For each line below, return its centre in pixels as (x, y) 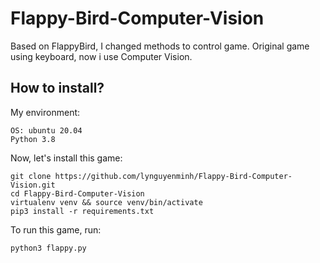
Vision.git (33, 185)
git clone (31, 176)
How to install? (57, 88)
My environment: (45, 112)
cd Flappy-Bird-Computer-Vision (77, 193)
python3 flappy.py (48, 248)
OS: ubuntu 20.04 (46, 130)
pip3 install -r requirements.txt (82, 211)
